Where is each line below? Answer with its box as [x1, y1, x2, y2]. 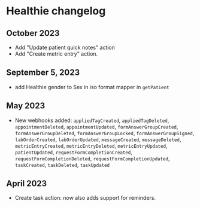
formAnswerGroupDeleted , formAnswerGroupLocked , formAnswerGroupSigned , [14, 129, 195, 136]
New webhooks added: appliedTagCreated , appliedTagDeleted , [14, 117, 169, 124]
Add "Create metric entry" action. [14, 50, 98, 57]
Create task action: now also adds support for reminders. [14, 194, 156, 202]
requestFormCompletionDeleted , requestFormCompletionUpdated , [14, 154, 170, 162]
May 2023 [6, 101, 46, 111]
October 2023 [6, 28, 60, 38]
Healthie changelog [6, 4, 106, 18]
